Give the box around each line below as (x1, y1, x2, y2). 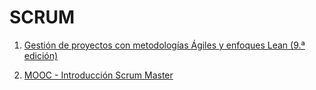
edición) (23, 49, 59, 61)
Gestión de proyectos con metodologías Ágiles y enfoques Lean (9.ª (23, 39, 306, 51)
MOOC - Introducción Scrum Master (23, 69, 174, 81)
